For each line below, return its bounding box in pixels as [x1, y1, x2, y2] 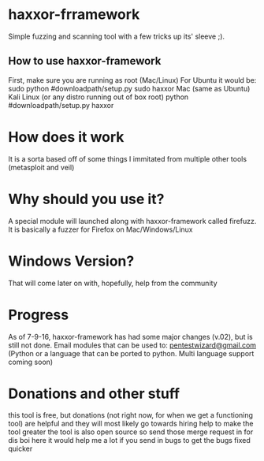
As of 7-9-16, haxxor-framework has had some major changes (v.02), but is [8, 332, 254, 341]
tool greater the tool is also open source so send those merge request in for [8, 427, 254, 437]
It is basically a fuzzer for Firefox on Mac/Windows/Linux [8, 225, 193, 234]
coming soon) [8, 357, 54, 366]
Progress [8, 306, 69, 324]
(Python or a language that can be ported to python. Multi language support [8, 348, 255, 358]
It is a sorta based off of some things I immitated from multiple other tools [8, 154, 247, 163]
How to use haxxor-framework [8, 54, 162, 68]
